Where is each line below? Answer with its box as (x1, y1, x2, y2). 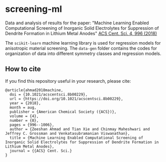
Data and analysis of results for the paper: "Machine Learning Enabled (5, 20, 149, 26)
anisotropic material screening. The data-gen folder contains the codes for (5, 45, 158, 51)
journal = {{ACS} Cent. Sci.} (9, 148, 72, 153)
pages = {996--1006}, (9, 122, 55, 127)
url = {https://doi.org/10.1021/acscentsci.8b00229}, (9, 96, 123, 101)
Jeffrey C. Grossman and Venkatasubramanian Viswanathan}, (5, 131, 130, 136)
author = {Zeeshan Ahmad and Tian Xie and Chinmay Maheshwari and (9, 126, 150, 132)
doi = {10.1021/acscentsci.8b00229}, (9, 92, 88, 97)
